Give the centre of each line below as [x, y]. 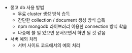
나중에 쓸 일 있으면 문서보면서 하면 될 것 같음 [61, 33]
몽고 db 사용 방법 [27, 7]
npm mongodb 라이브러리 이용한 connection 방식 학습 [72, 26]
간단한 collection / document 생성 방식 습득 [61, 20]
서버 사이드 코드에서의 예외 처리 [49, 45]
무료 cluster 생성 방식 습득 [44, 14]
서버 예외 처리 [24, 39]
